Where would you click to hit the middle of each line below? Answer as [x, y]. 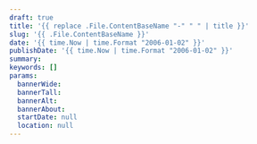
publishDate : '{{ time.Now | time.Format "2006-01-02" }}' [121, 51]
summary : [25, 59]
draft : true [31, 17]
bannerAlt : [37, 101]
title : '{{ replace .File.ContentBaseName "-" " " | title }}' [129, 26]
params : [24, 76]
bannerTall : [40, 92]
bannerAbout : [41, 109]
